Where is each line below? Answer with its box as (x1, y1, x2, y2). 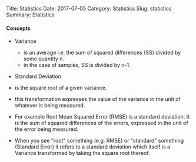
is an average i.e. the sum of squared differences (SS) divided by (23, 49, 181, 56)
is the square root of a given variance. (14, 85, 107, 92)
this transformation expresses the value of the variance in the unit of (14, 96, 181, 103)
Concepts (6, 25, 31, 32)
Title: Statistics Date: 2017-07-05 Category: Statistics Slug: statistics (6, 5, 172, 12)
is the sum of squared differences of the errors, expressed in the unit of (14, 120, 188, 127)
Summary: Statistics (6, 11, 55, 18)
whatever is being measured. (14, 102, 85, 109)
